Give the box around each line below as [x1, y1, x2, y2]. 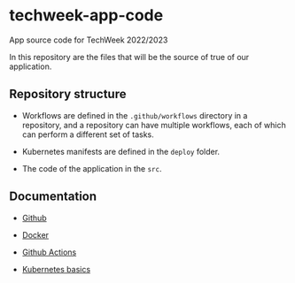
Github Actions [21, 247, 77, 257]
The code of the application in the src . [21, 163, 162, 173]
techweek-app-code [9, 5, 164, 26]
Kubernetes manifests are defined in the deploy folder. [21, 146, 220, 157]
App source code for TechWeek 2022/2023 [9, 34, 168, 45]
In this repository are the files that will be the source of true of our [9, 51, 250, 62]
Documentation [9, 189, 97, 204]
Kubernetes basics [21, 264, 91, 274]
